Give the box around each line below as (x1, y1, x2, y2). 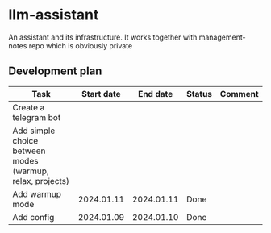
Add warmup (12, 188, 62, 199)
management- (198, 32, 246, 42)
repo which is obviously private (28, 40, 133, 50)
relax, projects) (12, 175, 70, 186)
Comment (219, 88, 259, 99)
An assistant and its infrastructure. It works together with (8, 32, 198, 42)
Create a (12, 102, 45, 113)
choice (12, 135, 39, 146)
